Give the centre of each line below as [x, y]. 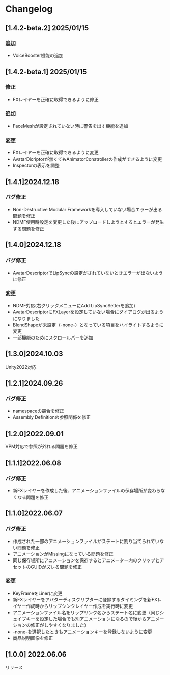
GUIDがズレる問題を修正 [56, 567]
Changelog [29, 9]
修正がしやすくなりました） [60, 625]
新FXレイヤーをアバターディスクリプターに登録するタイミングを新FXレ [87, 599]
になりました [26, 318]
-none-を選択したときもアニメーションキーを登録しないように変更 [82, 632]
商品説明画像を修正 [33, 638]
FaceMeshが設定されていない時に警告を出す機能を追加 [70, 126]
